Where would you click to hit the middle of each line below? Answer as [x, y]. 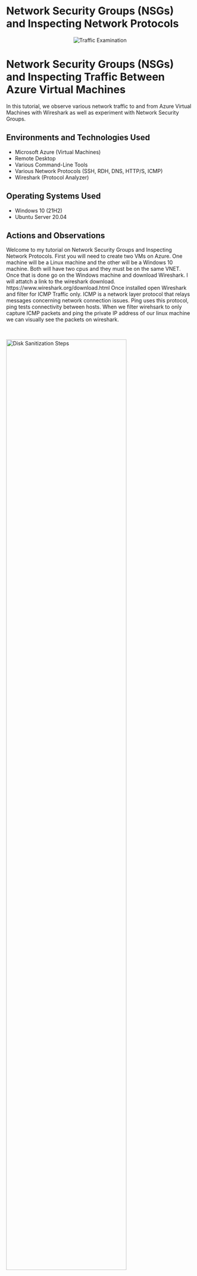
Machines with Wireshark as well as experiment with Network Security [93, 112]
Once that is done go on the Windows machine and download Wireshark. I [97, 275]
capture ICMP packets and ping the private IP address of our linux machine [98, 313]
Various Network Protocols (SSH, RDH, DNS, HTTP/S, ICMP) [89, 171]
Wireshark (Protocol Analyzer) [52, 177]
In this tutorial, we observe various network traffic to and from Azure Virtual [99, 106]
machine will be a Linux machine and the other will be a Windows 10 [90, 262]
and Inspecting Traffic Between [86, 77]
